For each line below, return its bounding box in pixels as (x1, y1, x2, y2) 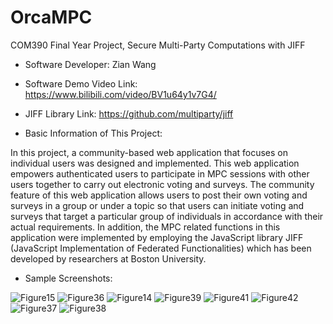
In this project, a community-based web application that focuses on (10, 146, 289, 158)
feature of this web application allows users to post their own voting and (10, 189, 308, 201)
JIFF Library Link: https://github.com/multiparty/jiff (24, 107, 234, 120)
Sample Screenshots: (24, 272, 113, 284)
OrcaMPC (10, 6, 93, 29)
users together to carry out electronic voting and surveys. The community (10, 178, 315, 190)
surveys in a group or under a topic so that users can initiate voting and (10, 199, 305, 211)
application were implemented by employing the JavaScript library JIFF (10, 231, 304, 243)
